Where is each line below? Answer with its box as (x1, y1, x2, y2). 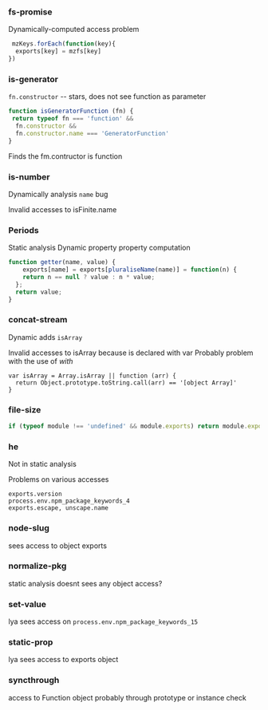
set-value (8, 598, 46, 609)
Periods (8, 224, 39, 235)
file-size (8, 404, 41, 415)
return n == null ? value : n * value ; (22, 273, 156, 281)
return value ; (15, 288, 62, 296)
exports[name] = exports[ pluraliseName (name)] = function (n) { (22, 266, 238, 274)
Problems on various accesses (8, 475, 109, 484)
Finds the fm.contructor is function (8, 151, 123, 161)
